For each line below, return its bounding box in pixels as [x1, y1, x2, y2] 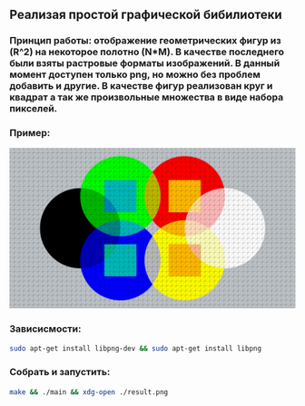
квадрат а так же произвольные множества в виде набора [9, 91, 284, 103]
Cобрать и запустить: [9, 366, 111, 379]
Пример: [9, 127, 51, 140]
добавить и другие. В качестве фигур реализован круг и [9, 80, 273, 92]
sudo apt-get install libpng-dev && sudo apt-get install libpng [9, 344, 261, 353]
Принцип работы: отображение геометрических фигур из [9, 34, 281, 47]
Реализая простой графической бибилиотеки [9, 7, 283, 23]
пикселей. [9, 102, 58, 115]
